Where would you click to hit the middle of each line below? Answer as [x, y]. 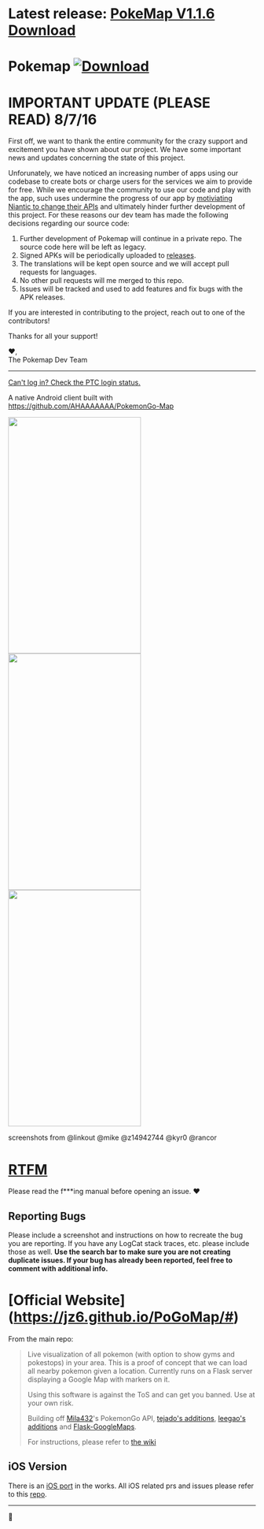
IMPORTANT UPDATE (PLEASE [109, 102]
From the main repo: [41, 1339]
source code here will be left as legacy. [83, 247]
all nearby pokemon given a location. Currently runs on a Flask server [140, 1371]
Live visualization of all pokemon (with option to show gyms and [131, 1354]
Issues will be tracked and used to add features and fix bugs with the [131, 289]
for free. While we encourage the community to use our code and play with [130, 190]
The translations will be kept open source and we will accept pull [124, 264]
